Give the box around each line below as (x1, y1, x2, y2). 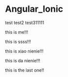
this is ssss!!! (5, 38, 31, 45)
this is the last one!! (5, 67, 45, 73)
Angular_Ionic (5, 3, 64, 15)
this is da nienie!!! (5, 57, 41, 63)
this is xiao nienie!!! (5, 48, 44, 54)
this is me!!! (5, 29, 28, 35)
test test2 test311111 (5, 20, 45, 26)
